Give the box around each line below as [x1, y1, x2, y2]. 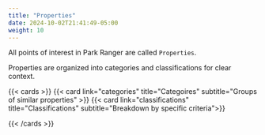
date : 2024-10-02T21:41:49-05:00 [8, 19, 119, 27]
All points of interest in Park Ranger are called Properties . [8, 48, 197, 58]
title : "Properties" [8, 11, 77, 20]
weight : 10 [8, 26, 44, 34]
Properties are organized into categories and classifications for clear [8, 63, 232, 73]
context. [8, 72, 36, 81]
